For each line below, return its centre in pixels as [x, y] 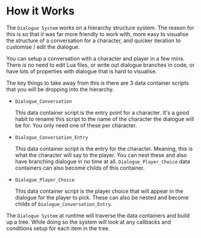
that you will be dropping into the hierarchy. [60, 89]
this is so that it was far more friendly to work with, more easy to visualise [97, 34]
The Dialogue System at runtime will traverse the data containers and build [98, 215]
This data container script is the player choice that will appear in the [99, 191]
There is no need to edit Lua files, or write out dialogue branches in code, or [100, 65]
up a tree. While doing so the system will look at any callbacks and [89, 222]
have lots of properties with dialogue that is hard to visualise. [82, 71]
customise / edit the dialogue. [43, 47]
